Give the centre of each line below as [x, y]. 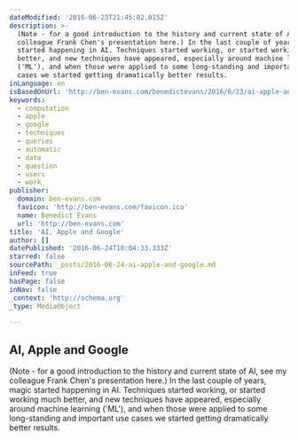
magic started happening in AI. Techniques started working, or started [137, 390]
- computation [43, 108]
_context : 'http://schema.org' [67, 298]
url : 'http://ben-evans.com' [71, 224]
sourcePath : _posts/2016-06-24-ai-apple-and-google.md [113, 265]
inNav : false [33, 289]
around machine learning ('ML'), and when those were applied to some [138, 409]
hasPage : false [37, 281]
